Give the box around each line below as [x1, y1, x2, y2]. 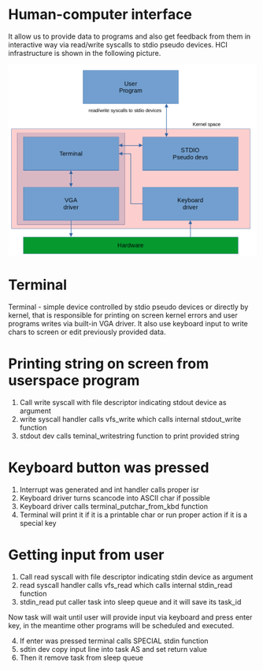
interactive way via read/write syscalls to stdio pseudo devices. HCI [8, 39, 228, 49]
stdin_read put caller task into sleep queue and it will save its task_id [19, 597, 242, 606]
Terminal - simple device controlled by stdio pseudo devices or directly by [8, 302, 249, 312]
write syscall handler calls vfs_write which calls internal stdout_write [19, 415, 242, 424]
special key [19, 519, 57, 528]
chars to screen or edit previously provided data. [8, 327, 167, 337]
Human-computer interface [8, 6, 193, 24]
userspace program [8, 372, 140, 389]
